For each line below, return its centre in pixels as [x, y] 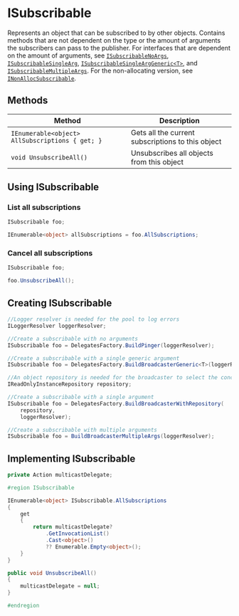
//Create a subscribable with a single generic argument [94, 358]
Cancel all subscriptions [50, 253]
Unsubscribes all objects [172, 153]
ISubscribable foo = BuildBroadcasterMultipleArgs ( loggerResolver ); [111, 436]
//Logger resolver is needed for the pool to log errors [94, 319]
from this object [157, 161]
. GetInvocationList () [78, 534]
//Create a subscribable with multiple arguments [83, 430]
